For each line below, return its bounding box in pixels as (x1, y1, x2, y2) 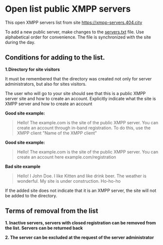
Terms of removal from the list (5, 207, 98, 215)
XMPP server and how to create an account (5, 101, 92, 107)
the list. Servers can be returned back (5, 225, 83, 231)
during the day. (5, 39, 36, 45)
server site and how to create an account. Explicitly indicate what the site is (5, 95, 156, 101)
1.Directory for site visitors (5, 66, 60, 72)
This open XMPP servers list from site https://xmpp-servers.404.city (5, 19, 143, 25)
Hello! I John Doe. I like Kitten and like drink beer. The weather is (17, 173, 147, 179)
